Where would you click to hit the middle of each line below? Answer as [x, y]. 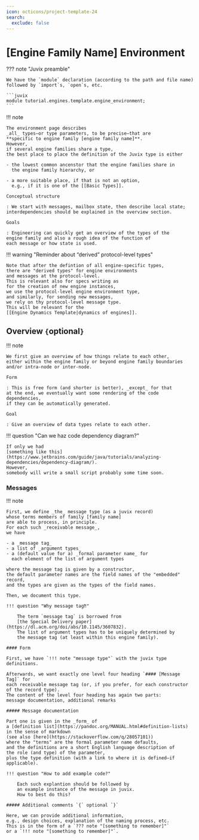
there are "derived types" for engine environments [72, 271]
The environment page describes [46, 128]
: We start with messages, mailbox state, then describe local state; [96, 207]
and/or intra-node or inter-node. [49, 367]
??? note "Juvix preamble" [38, 69]
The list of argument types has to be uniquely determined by [96, 632]
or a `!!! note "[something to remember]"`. [62, 832]
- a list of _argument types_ [44, 548]
